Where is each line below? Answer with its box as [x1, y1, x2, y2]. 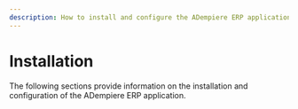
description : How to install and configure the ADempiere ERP [9, 12, 244, 22]
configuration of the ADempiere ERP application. [9, 90, 186, 100]
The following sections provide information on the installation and [9, 81, 248, 91]
